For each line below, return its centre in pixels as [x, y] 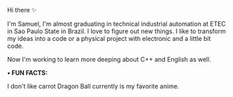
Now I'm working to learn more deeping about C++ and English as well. [109, 59]
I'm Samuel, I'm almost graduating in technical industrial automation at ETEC [116, 24]
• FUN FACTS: [27, 73]
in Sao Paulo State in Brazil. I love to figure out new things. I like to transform [116, 31]
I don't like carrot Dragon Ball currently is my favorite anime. [93, 86]
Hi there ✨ [22, 10]
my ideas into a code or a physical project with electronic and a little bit [109, 38]
